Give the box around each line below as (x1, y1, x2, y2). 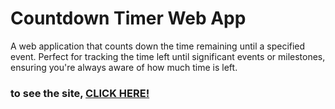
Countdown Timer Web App (10, 7, 247, 30)
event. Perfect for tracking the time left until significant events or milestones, (10, 50, 326, 62)
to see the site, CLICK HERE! (10, 86, 150, 100)
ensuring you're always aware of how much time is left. (10, 61, 238, 73)
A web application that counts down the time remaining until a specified (10, 40, 306, 52)
